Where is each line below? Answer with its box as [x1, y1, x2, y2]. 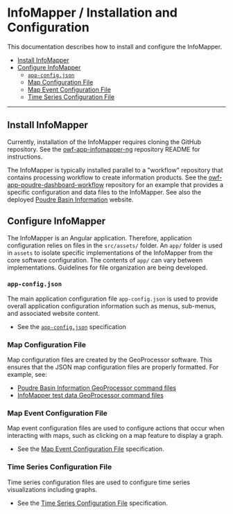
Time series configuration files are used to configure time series [7, 478, 191, 486]
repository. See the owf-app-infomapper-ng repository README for [7, 145, 200, 153]
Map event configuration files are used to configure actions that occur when [7, 424, 225, 432]
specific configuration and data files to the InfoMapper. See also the [7, 188, 202, 196]
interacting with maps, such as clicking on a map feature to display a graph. [7, 432, 223, 440]
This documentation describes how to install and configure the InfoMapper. [7, 42, 223, 51]
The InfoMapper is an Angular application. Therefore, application [7, 233, 192, 242]
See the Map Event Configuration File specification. [17, 445, 164, 453]
